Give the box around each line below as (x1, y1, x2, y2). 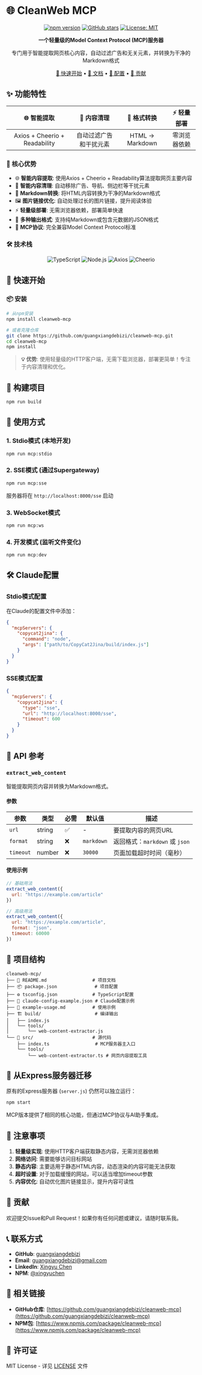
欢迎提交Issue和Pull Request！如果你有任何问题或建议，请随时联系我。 (6, 1214, 182, 1222)
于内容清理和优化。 (20, 363, 69, 370)
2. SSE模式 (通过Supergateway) (6, 466, 100, 474)
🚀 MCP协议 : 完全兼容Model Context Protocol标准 (14, 224, 136, 231)
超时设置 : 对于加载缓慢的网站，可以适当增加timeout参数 (14, 1170, 153, 1178)
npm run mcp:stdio (6, 451, 52, 457)
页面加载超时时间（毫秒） (113, 848, 186, 857)
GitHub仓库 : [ (14, 1306, 49, 1313)
